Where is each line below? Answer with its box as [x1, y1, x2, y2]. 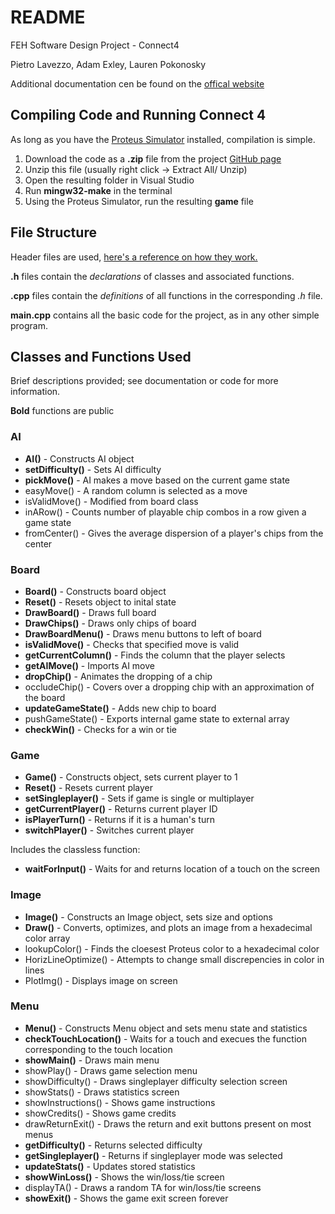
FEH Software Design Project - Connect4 [10, 39, 180, 51]
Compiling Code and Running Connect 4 [10, 107, 267, 124]
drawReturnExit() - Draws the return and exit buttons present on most [24, 1117, 312, 1130]
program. [10, 319, 49, 331]
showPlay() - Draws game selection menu [24, 1064, 198, 1076]
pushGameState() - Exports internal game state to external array [24, 712, 290, 725]
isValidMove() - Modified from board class [24, 495, 199, 507]
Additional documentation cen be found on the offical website [10, 77, 265, 90]
